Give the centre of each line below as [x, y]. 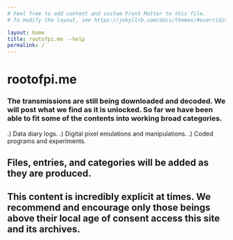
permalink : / [26, 46]
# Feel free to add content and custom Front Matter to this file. [107, 13]
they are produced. [49, 173]
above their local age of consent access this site [114, 219]
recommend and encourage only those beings [109, 208]
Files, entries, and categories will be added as [108, 163]
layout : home [26, 33]
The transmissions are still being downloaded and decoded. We [116, 101]
